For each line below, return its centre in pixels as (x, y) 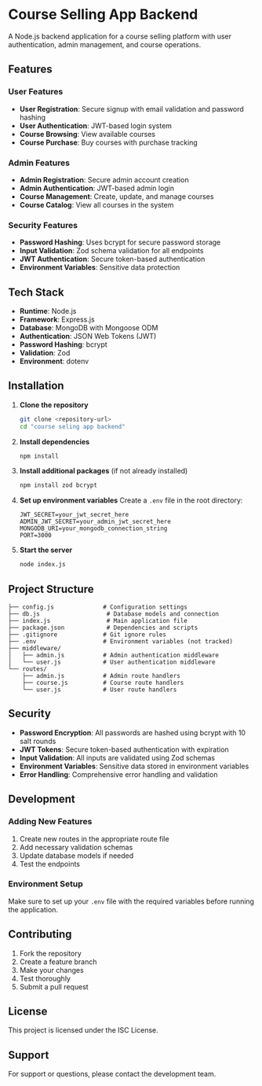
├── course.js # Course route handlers (103, 683)
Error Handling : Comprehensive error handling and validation (118, 774)
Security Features (43, 225)
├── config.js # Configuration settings (98, 607)
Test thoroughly (45, 978)
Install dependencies (55, 441)
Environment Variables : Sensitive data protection (100, 267)
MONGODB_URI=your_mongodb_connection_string (93, 528)
